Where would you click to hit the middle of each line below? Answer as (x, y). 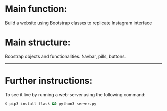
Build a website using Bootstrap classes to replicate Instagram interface (79, 23)
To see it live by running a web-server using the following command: (75, 94)
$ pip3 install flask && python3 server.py (51, 104)
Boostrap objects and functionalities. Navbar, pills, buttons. (66, 56)
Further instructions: (49, 81)
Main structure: (38, 43)
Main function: (36, 9)
